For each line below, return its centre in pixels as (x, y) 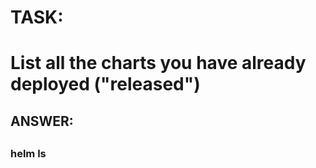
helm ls (28, 154)
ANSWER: (42, 121)
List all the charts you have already (158, 63)
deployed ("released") (105, 84)
